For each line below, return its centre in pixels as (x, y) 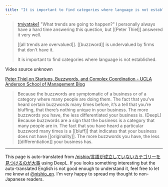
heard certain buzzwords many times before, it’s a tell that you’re (84, 104)
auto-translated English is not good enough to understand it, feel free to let (82, 168)
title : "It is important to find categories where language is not (77, 10)
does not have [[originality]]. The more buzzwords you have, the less (88, 136)
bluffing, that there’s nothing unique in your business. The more (83, 109)
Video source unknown (29, 69)
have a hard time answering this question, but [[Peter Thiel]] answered (90, 29)
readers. (35, 179)
